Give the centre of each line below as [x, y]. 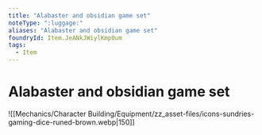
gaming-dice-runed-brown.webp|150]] [71, 122]
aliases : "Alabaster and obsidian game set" [83, 30]
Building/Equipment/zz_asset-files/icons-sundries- [171, 114]
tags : [17, 45]
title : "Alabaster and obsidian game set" [79, 15]
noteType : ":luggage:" [46, 23]
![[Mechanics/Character [47, 114]
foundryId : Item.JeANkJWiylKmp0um [65, 38]
